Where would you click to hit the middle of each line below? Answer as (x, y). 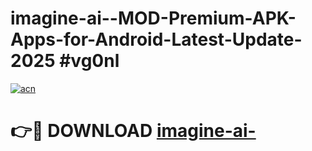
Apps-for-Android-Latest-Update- (156, 39)
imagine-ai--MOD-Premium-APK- (153, 18)
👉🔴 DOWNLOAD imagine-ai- (133, 131)
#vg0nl (89, 61)
